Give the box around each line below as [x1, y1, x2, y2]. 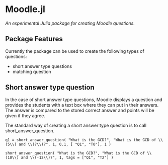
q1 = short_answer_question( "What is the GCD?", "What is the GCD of [5, 137, 156, 142]
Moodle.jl [5, 4, 45, 15]
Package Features [5, 35, 63, 43]
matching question [12, 68, 51, 74]
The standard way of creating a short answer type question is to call [5, 122, 147, 128]
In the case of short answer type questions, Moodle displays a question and [5, 97, 162, 103]
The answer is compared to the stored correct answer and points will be [5, 107, 154, 113]
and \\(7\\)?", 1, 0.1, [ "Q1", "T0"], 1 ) [18, 142, 112, 147]
